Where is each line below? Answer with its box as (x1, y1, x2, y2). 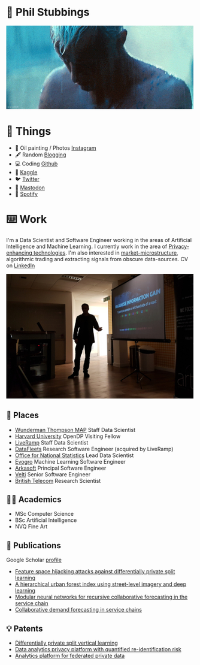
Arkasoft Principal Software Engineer (14, 464, 107, 471)
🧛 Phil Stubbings (6, 5, 90, 19)
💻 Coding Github (14, 160, 58, 167)
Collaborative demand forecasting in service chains (14, 606, 143, 613)
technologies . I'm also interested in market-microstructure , (34, 249, 178, 256)
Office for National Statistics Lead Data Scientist (14, 452, 134, 459)
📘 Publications (6, 540, 61, 551)
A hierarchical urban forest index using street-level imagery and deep (14, 581, 187, 588)
